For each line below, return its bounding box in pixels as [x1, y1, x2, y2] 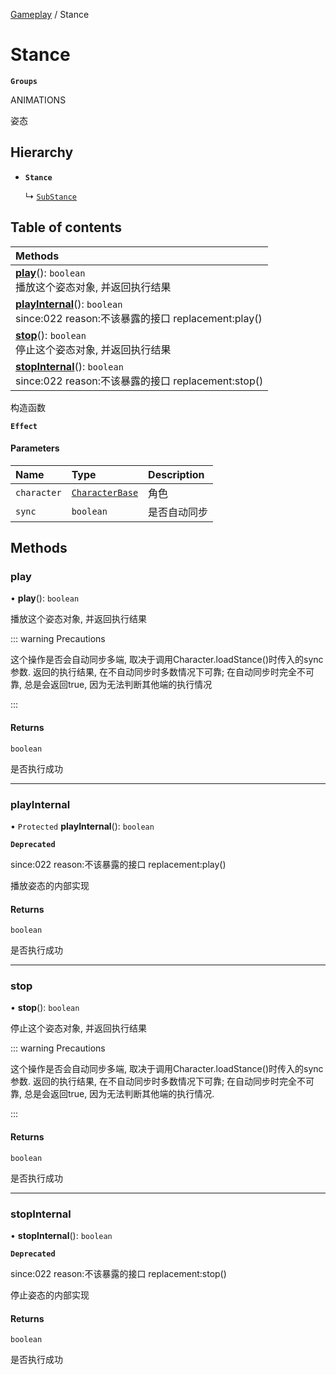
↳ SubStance [24, 190, 77, 202]
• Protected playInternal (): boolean [10, 820, 155, 832]
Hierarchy [10, 144, 74, 161]
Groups [10, 76, 38, 86]
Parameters [10, 442, 60, 454]
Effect [10, 421, 38, 431]
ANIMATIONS [10, 94, 67, 106]
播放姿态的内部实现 [10, 879, 90, 891]
